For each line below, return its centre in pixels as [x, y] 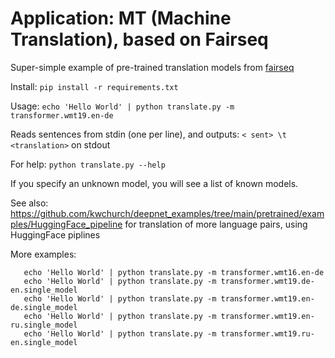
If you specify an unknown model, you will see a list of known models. [154, 183]
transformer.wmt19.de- [267, 281]
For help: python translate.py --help [88, 164]
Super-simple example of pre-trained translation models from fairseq [152, 67]
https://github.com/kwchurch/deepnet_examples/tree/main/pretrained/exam [167, 213]
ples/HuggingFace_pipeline [66, 224]
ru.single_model [44, 325]
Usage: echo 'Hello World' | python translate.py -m [122, 106]
